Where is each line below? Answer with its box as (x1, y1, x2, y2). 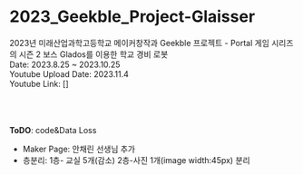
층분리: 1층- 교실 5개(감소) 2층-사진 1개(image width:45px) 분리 (22, 154, 251, 165)
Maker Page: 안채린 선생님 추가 (22, 143, 136, 154)
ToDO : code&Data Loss (9, 124, 97, 135)
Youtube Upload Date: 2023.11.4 (9, 68, 129, 79)
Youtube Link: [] (9, 78, 70, 89)
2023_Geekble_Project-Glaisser (9, 6, 256, 27)
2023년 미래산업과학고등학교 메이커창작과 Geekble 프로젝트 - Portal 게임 (9, 37, 270, 48)
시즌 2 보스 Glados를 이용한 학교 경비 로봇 (18, 48, 169, 60)
